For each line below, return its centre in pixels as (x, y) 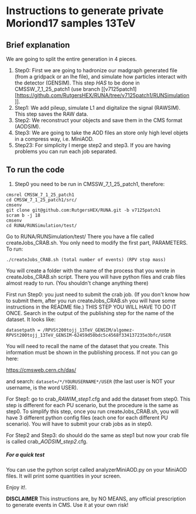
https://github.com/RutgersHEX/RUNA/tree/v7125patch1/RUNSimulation (103, 95)
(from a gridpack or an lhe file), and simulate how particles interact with (101, 77)
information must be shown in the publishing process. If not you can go (92, 352)
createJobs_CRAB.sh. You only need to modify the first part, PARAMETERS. (97, 242)
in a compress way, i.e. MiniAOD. (54, 139)
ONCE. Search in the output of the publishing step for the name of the (90, 313)
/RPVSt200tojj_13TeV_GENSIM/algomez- (89, 330)
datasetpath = (23, 330)
